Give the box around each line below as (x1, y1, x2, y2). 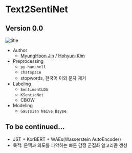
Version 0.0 (5, 24, 43, 33)
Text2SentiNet (5, 4, 68, 15)
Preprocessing (12, 58, 44, 64)
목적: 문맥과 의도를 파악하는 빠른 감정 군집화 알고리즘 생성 (12, 142, 128, 148)
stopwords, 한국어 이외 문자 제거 (20, 75, 86, 81)
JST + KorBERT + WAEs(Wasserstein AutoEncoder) (12, 136, 121, 142)
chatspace (20, 70, 42, 75)
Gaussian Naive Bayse (20, 109, 67, 114)
